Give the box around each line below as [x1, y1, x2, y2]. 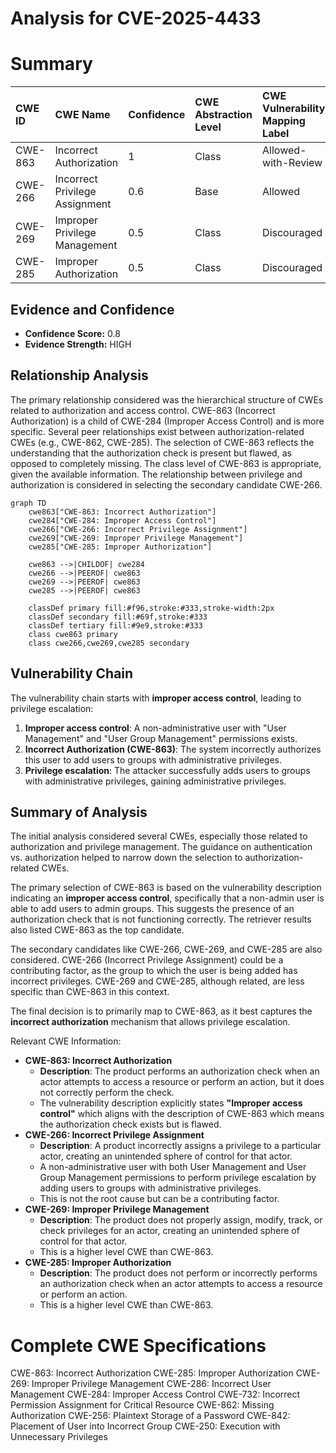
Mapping [262, 114, 306, 128]
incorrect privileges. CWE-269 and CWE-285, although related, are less [10, 975, 305, 987]
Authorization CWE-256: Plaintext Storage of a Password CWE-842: [10, 1410, 291, 1422]
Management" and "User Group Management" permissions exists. [24, 732, 298, 744]
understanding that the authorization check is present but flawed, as [10, 447, 292, 459]
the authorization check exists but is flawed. [39, 1118, 222, 1131]
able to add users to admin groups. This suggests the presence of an [10, 903, 295, 915]
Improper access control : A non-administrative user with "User [24, 722, 287, 734]
